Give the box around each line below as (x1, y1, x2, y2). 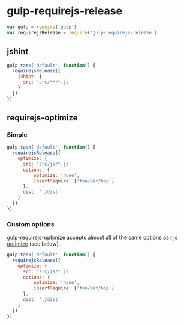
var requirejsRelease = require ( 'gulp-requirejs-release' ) (7, 29, 158, 36)
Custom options (7, 220, 55, 228)
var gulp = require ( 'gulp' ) (7, 24, 77, 30)
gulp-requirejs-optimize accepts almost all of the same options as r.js (7, 234, 178, 241)
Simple (7, 131, 28, 139)
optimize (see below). (7, 240, 61, 247)
